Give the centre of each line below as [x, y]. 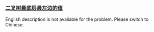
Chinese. [15, 25]
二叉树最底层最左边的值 [34, 8]
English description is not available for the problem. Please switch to [77, 19]
